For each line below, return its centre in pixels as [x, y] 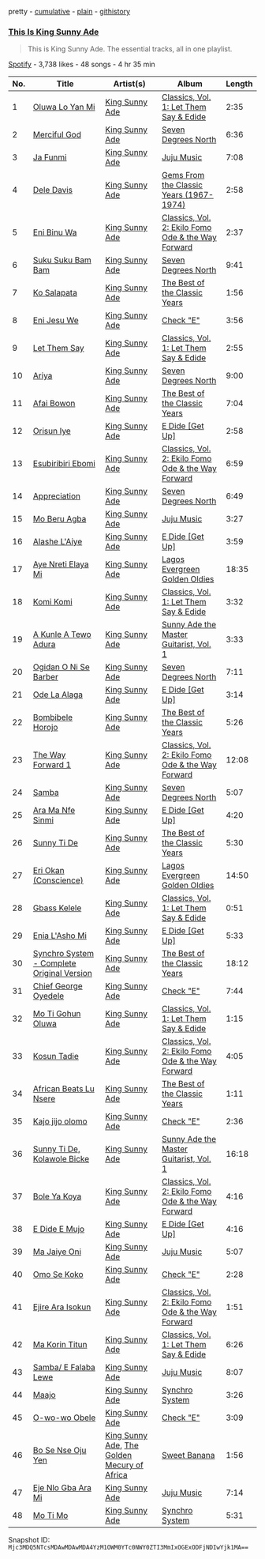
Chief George [58, 986]
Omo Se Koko [58, 1275]
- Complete [54, 963]
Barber [46, 677]
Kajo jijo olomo [60, 1121]
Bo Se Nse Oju [60, 1451]
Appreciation [57, 496]
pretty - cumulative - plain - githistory [69, 11]
